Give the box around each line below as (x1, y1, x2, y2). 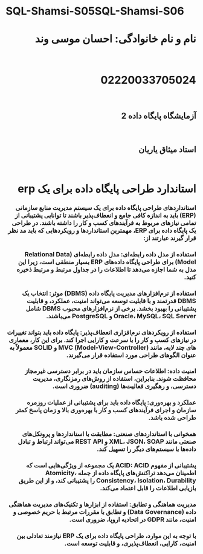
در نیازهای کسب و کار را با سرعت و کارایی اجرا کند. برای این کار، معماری (8, 335, 196, 344)
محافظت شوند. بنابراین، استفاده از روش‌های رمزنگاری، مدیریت (32, 375, 196, 383)
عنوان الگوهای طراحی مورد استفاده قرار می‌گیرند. (66, 350, 196, 359)
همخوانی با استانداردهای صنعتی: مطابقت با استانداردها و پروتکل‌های (22, 430, 196, 438)
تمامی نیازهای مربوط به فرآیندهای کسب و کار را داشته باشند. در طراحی (11, 218, 196, 227)
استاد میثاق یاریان (138, 144, 196, 155)
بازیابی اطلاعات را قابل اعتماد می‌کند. (100, 484, 196, 492)
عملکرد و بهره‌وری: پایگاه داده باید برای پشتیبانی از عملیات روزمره (27, 398, 196, 407)
